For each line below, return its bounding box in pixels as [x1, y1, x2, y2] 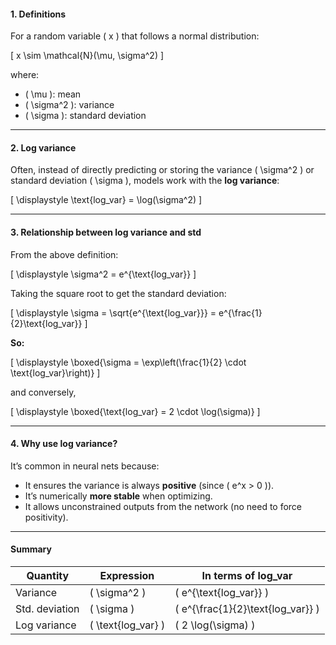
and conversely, [10, 386, 77, 398]
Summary [10, 543, 52, 555]
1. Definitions [10, 8, 67, 20]
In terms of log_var [201, 569, 293, 583]
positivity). [24, 511, 69, 523]
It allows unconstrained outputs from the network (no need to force [24, 500, 303, 512]
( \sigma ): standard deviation [24, 110, 147, 122]
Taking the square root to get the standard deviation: [10, 287, 227, 299]
